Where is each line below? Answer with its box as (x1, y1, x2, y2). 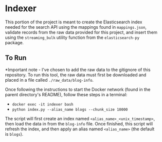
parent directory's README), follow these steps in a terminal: (5, 91, 127, 97)
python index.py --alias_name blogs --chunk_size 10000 (12, 107, 128, 112)
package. (5, 39, 24, 45)
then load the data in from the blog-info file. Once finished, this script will (5, 121, 153, 126)
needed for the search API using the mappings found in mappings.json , (5, 24, 147, 30)
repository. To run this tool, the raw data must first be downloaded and (5, 71, 147, 78)
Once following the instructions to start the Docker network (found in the (5, 86, 151, 92)
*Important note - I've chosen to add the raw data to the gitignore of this (5, 67, 151, 72)
